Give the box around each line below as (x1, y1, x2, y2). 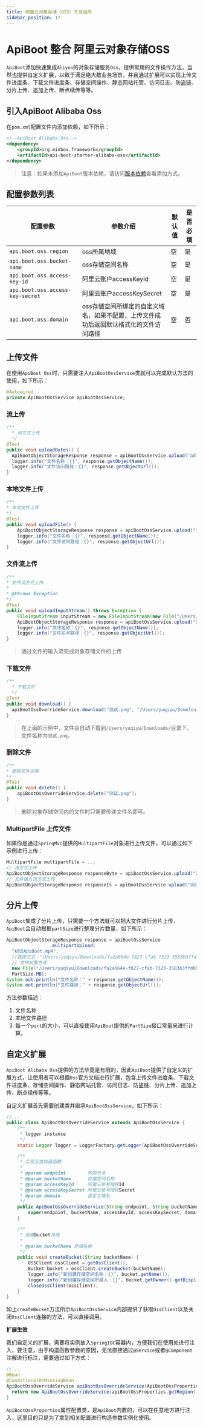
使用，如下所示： (6, 377, 49, 384)
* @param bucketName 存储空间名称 (19, 1175, 115, 1182)
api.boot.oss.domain (9, 316, 68, 323)
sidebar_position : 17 (6, 15, 61, 21)
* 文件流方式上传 (6, 579, 43, 585)
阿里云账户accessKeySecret (82, 289, 162, 298)
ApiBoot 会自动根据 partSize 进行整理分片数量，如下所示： (6, 925, 148, 932)
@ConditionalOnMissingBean (6, 1378, 74, 1384)
